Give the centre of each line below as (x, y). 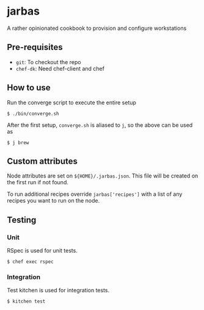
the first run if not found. (38, 182)
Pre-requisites (35, 47)
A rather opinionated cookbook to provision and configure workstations (97, 28)
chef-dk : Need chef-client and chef (60, 68)
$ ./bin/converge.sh (33, 114)
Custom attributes (42, 161)
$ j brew (18, 142)
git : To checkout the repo (48, 62)
